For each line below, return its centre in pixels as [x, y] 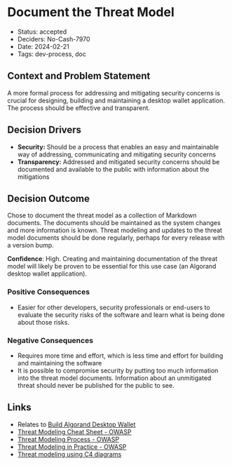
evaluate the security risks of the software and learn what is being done [121, 315]
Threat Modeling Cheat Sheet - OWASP [74, 431]
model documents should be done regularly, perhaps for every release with [116, 238]
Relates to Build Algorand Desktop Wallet [76, 424]
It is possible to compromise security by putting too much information [118, 370]
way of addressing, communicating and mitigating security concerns [116, 154]
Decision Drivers [45, 130]
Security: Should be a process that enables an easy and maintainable [118, 147]
